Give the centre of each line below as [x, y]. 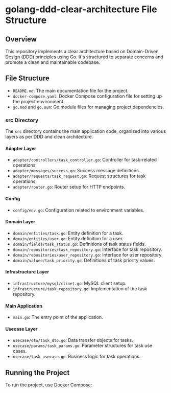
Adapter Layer [21, 148]
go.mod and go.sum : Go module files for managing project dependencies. [88, 107]
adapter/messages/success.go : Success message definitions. [76, 171]
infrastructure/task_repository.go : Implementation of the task [80, 288]
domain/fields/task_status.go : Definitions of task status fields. [79, 244]
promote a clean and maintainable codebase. [53, 62]
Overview [21, 39]
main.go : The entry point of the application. [58, 317]
